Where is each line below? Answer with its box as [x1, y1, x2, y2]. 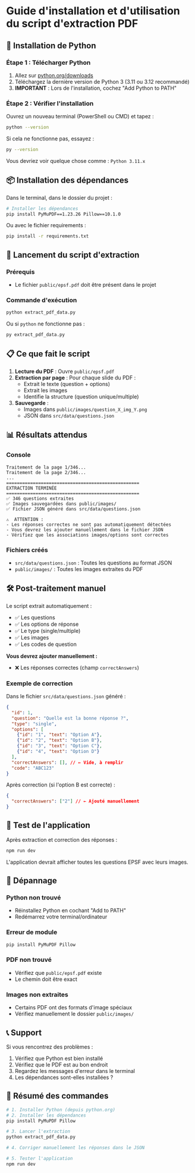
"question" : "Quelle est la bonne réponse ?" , [11, 715, 129, 721]
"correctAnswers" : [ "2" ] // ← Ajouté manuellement [11, 798, 140, 804]
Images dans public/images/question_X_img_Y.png [23, 406, 147, 413]
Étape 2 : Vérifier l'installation [6, 99, 94, 108]
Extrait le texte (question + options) [23, 380, 111, 387]
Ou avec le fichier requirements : [6, 222, 86, 229]
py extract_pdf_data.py [6, 332, 65, 338]
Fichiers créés [6, 545, 49, 554]
